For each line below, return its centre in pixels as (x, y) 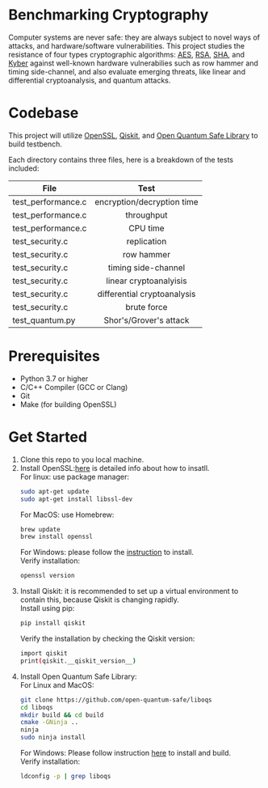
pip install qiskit (53, 623)
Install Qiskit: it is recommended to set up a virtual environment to (129, 591)
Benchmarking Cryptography (109, 15)
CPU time (147, 228)
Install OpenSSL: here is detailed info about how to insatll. (115, 468)
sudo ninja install (53, 738)
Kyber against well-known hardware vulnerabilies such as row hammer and (133, 63)
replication (147, 241)
